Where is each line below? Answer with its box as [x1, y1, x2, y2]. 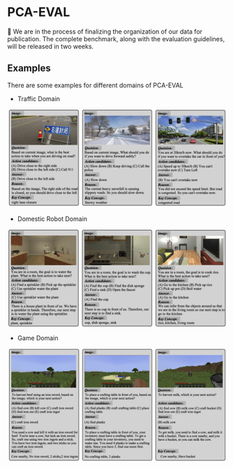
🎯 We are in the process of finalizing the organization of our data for [7, 27, 203, 36]
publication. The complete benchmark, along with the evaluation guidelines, [7, 34, 225, 43]
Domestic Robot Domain [17, 214, 87, 224]
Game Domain [17, 333, 59, 342]
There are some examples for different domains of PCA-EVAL [7, 81, 183, 89]
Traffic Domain [17, 94, 61, 103]
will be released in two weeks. [7, 42, 94, 50]
